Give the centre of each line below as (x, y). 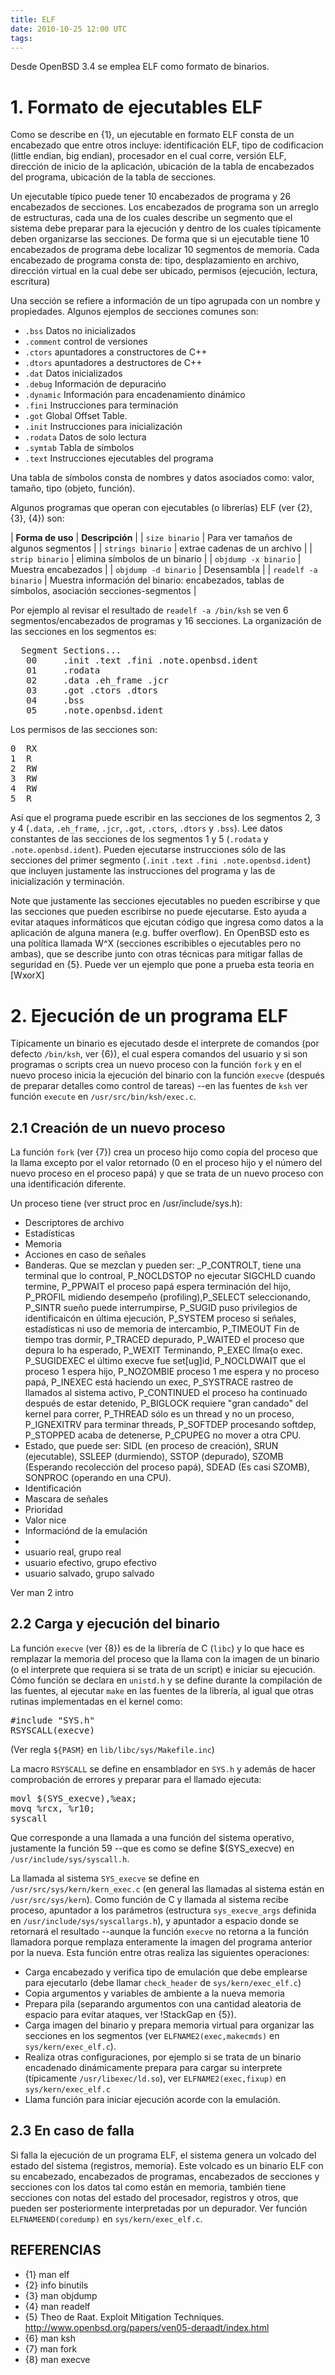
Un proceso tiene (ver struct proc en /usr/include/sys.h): (126, 1203)
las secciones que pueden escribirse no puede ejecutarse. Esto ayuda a (158, 912)
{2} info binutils (56, 2285)
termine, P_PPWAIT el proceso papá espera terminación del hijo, (158, 1287)
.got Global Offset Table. (76, 416)
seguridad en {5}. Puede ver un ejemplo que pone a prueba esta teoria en (162, 965)
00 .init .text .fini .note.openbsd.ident (142, 660)
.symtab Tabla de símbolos (79, 448)
